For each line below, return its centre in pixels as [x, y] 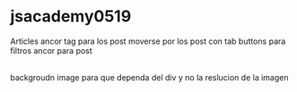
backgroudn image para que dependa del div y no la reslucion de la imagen [149, 77]
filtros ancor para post [51, 50]
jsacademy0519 [71, 17]
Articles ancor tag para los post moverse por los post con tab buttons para [148, 41]
